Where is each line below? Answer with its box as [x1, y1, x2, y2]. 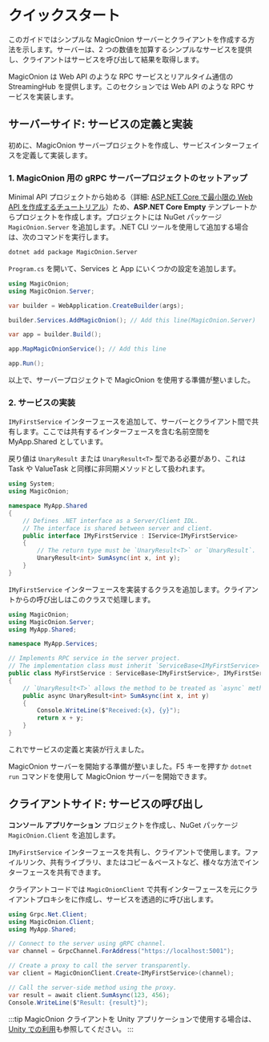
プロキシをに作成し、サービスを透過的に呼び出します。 [35, 894, 219, 904]
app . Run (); [8, 359, 45, 368]
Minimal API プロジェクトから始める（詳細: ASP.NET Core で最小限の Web [8, 193, 254, 202]
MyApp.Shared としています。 [8, 437, 108, 447]
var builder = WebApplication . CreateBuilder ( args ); [8, 302, 184, 310]
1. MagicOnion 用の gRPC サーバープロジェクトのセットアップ [8, 172, 248, 184]
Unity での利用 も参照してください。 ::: [8, 1024, 134, 1034]
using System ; [8, 480, 56, 489]
